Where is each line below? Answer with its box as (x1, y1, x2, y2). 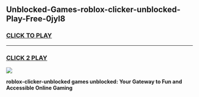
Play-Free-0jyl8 (6, 14, 66, 24)
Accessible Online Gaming (6, 84, 73, 91)
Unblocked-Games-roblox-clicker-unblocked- (6, 5, 181, 15)
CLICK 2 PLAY (6, 53, 47, 62)
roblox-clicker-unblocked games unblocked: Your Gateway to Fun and (6, 78, 182, 85)
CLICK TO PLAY (6, 32, 52, 40)
